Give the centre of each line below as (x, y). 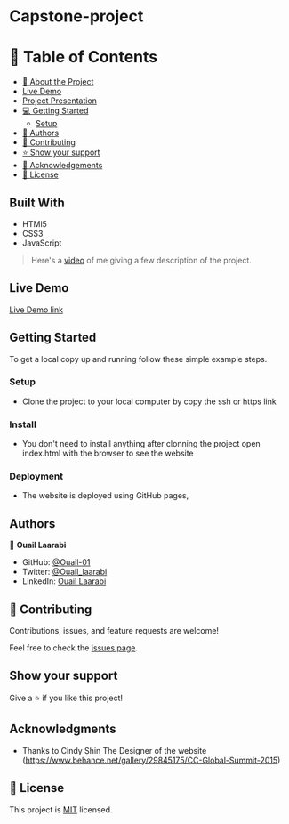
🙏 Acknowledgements (62, 166)
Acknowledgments (63, 729)
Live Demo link (36, 310)
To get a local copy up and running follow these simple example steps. (138, 359)
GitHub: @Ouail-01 (56, 562)
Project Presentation (60, 101)
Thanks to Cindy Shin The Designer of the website (114, 750)
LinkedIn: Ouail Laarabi (64, 581)
